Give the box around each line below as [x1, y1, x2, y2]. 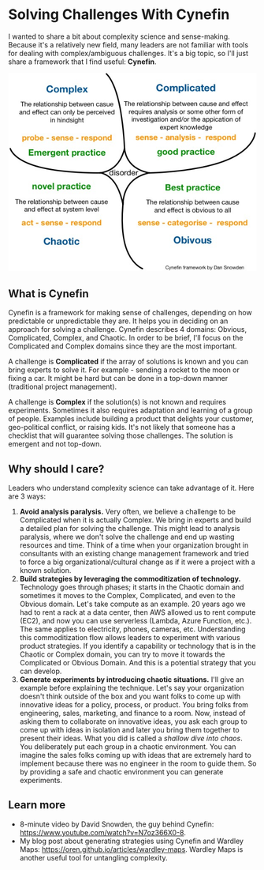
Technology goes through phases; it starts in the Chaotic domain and [19, 582, 244, 592]
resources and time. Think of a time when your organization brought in [19, 540, 249, 550]
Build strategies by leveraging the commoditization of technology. [19, 574, 241, 584]
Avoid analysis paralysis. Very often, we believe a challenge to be [19, 507, 236, 517]
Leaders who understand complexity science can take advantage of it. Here [8, 484, 255, 493]
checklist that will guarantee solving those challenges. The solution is [8, 431, 234, 440]
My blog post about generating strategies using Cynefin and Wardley [19, 836, 244, 846]
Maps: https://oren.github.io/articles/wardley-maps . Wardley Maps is [19, 844, 244, 854]
